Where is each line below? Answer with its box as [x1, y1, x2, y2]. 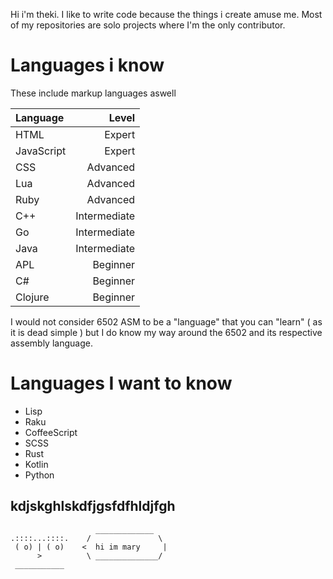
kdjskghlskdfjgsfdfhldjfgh [10, 498, 176, 515]
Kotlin [24, 458, 49, 470]
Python [24, 469, 55, 481]
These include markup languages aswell [10, 87, 177, 99]
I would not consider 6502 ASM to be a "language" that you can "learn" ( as [10, 315, 323, 328]
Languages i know [10, 54, 165, 77]
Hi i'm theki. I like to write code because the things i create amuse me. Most [10, 9, 323, 20]
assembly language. [10, 337, 93, 349]
